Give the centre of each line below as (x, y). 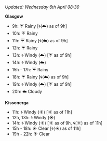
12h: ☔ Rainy (25, 48)
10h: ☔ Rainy (25, 33)
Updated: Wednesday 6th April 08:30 (42, 7)
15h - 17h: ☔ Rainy (30, 70)
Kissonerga (17, 103)
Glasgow (14, 16)
